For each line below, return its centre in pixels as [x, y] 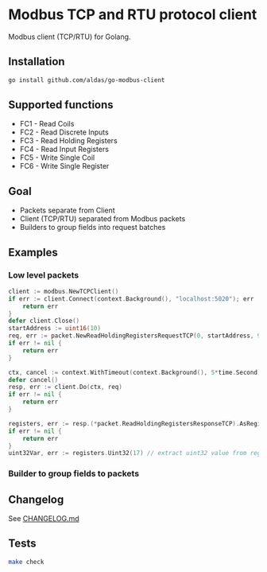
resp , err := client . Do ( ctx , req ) [66, 387]
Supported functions [61, 105]
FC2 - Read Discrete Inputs [64, 132]
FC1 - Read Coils [47, 124]
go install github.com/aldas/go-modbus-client [87, 80]
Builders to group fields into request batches [93, 228]
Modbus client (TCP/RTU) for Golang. [70, 37]
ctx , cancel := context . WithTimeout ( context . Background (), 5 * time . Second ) [135, 372]
